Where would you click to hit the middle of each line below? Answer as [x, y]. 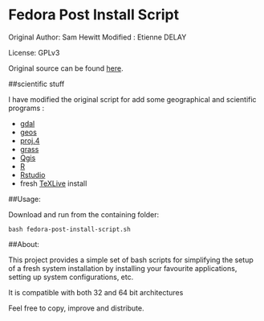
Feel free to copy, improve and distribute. [76, 308]
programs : [26, 108]
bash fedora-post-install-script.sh [69, 229]
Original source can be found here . [66, 68]
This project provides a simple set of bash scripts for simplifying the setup [131, 260]
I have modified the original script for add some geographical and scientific [132, 99]
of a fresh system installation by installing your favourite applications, [123, 268]
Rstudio [32, 175]
